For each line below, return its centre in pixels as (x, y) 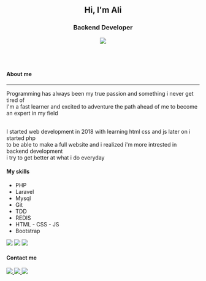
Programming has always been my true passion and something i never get (100, 93)
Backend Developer (103, 28)
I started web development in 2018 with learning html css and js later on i (98, 131)
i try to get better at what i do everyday (55, 157)
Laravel (25, 192)
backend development (35, 151)
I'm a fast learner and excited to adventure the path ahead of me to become (102, 106)
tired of (16, 100)
